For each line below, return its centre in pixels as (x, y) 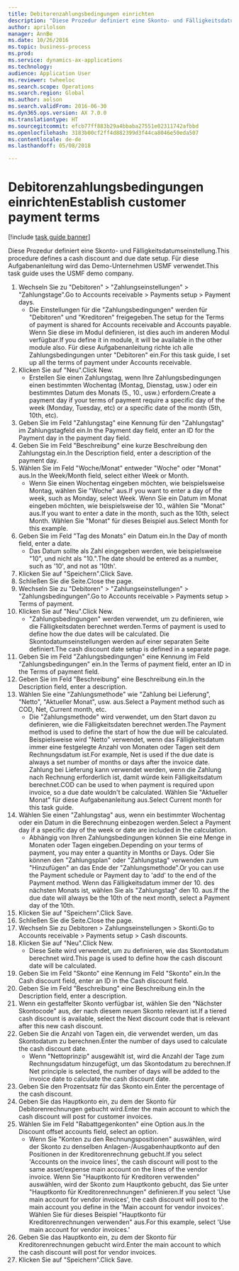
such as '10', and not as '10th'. (73, 566)
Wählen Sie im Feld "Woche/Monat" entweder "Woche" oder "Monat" (120, 468)
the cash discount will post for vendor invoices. (87, 1253)
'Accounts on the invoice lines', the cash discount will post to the (123, 1162)
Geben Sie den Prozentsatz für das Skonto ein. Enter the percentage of (121, 1086)
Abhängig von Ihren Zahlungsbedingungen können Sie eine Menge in (130, 837)
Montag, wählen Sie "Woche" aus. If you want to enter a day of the (126, 491)
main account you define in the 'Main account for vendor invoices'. (126, 1207)
